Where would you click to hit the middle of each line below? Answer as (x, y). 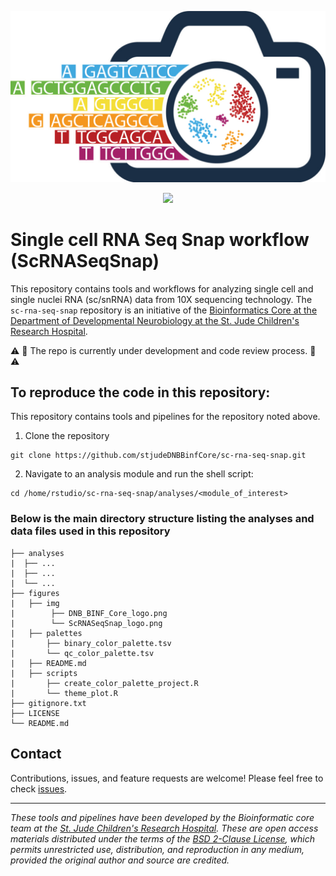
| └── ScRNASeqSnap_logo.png (86, 623)
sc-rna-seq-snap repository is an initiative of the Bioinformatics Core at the (164, 310)
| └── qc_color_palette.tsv (82, 653)
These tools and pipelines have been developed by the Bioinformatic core (162, 817)
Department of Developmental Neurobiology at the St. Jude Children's (155, 320)
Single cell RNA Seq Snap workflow (160, 239)
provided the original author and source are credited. (120, 860)
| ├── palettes (46, 633)
